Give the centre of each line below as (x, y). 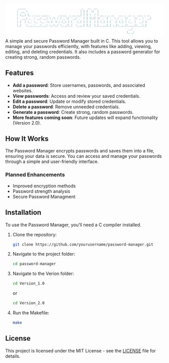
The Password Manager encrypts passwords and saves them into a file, (80, 151)
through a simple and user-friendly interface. (52, 162)
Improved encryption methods (44, 186)
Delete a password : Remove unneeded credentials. (66, 107)
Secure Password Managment (44, 196)
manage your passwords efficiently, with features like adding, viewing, (79, 46)
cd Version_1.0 (29, 284)
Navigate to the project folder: (44, 254)
